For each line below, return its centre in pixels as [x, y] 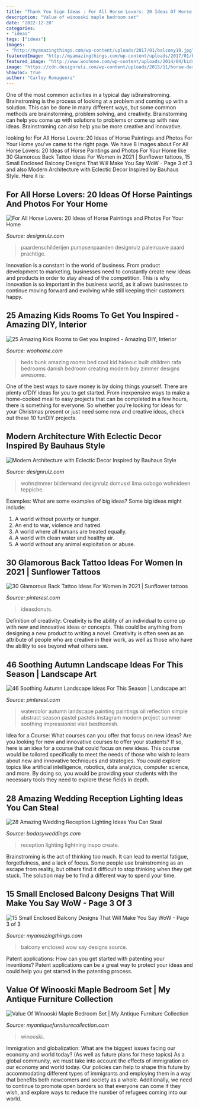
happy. [15, 297]
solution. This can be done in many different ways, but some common [91, 108]
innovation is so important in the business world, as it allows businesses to [97, 284]
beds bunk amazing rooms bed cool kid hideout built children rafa [101, 362]
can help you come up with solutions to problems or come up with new [93, 120]
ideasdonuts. [36, 609]
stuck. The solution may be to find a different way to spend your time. [91, 875]
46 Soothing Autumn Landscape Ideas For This [95, 665]
